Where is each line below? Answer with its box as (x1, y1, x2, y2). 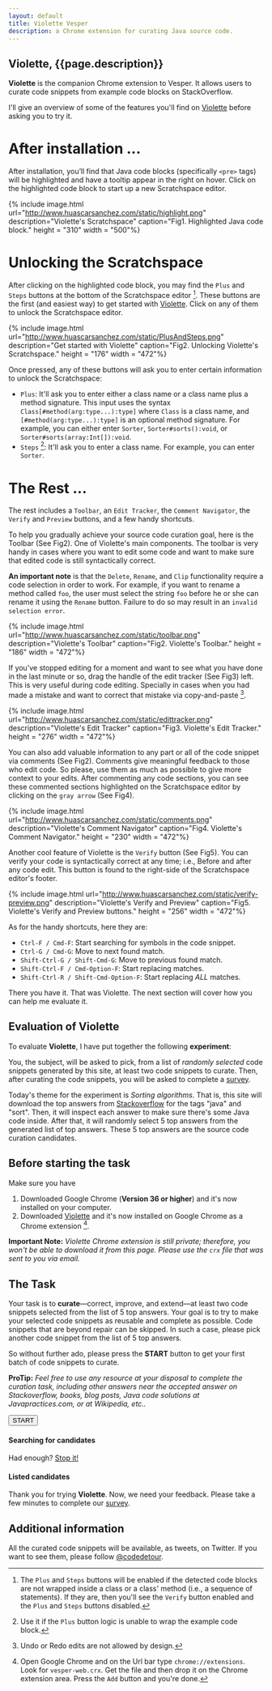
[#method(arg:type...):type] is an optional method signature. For (19, 415, 240, 424)
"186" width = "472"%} (8, 647, 86, 657)
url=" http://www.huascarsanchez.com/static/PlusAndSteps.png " (8, 331, 224, 341)
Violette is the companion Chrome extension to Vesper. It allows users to (8, 79, 253, 88)
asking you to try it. (8, 111, 73, 121)
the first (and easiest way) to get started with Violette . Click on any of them (8, 299, 259, 309)
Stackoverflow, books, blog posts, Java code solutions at (8, 1391, 200, 1400)
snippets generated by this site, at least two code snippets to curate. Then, (8, 1066, 258, 1076)
